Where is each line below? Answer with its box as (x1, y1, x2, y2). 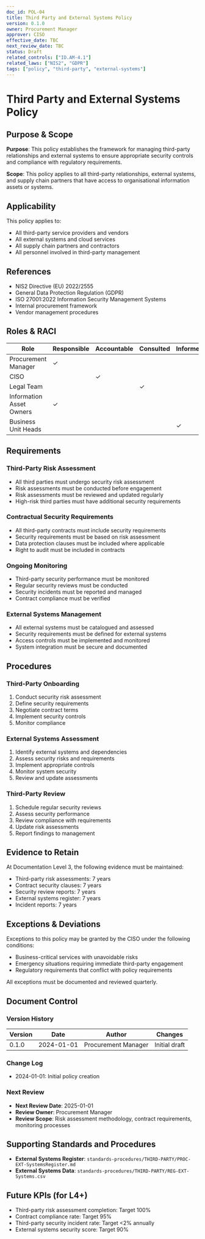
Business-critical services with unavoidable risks (15, 954, 138, 961)
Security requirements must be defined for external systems (15, 630, 167, 638)
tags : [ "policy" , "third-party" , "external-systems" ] (6, 65, 146, 72)
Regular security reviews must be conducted (15, 582, 128, 589)
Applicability (6, 201, 56, 211)
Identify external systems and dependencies (15, 748, 128, 756)
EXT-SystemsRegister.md (15, 1162, 76, 1168)
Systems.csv (15, 1174, 46, 1180)
